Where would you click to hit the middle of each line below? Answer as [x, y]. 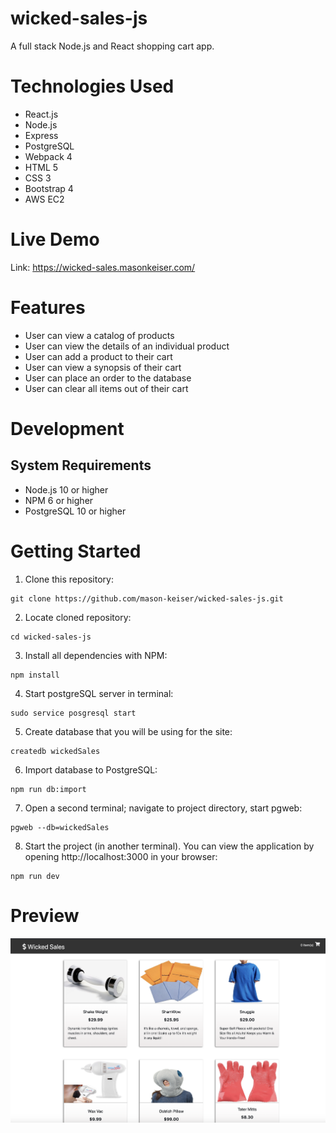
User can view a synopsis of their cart [103, 367]
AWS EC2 [44, 199]
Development [67, 428]
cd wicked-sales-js [51, 637]
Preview [45, 915]
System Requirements [81, 465]
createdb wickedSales [55, 751]
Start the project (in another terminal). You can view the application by [169, 846]
